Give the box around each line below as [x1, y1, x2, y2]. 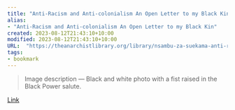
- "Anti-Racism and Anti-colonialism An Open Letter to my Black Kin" [7, 23, 218, 30]
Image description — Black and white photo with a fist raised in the [24, 74, 218, 83]
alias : [7, 17, 27, 24]
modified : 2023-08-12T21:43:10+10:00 [7, 36, 117, 43]
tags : [7, 49, 23, 56]
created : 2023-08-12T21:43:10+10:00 [7, 29, 114, 37]
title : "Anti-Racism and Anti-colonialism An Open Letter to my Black [7, 10, 218, 17]
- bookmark [7, 56, 39, 63]
